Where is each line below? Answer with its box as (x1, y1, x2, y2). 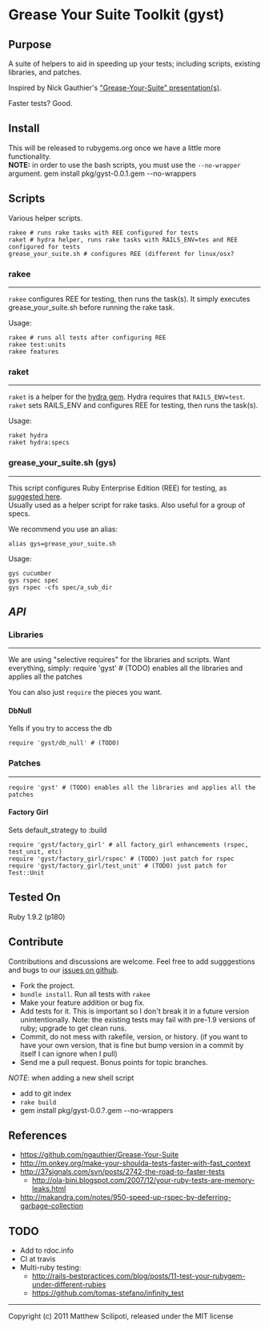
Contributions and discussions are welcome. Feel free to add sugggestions (8, 957, 255, 966)
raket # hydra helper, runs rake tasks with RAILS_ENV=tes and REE (8, 235, 239, 244)
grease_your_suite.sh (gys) (8, 457, 117, 469)
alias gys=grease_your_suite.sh (8, 539, 116, 547)
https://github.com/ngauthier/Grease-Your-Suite (19, 1150, 179, 1160)
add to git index (19, 1088, 72, 1098)
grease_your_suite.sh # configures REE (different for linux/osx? (8, 250, 235, 258)
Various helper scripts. (8, 213, 83, 222)
